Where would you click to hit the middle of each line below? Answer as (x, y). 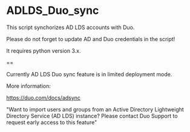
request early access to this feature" (52, 122)
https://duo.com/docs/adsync (43, 97)
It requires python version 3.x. (44, 51)
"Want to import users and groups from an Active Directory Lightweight (95, 109)
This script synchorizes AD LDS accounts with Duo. (70, 27)
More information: (29, 86)
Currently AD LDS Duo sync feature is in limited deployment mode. (89, 74)
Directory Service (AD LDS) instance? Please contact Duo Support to (92, 116)
